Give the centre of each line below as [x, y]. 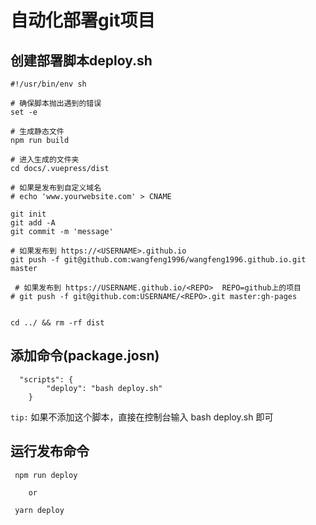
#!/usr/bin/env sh [48, 84]
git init [28, 214]
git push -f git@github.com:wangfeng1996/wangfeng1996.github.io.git [158, 260]
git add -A [33, 223]
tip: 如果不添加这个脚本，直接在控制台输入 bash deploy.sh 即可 [142, 417]
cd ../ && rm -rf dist [57, 323]
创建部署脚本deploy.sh [81, 60]
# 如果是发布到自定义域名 [56, 188]
